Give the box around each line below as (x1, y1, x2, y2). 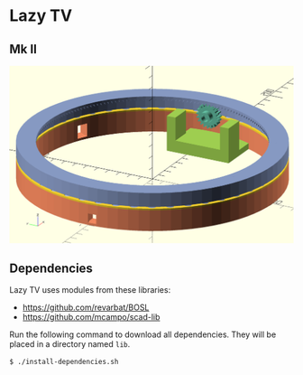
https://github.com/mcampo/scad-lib (22, 312, 161, 323)
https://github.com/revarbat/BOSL (22, 302, 150, 313)
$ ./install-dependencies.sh (9, 358, 119, 367)
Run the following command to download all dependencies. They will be (9, 329, 277, 340)
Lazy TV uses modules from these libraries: (9, 285, 171, 295)
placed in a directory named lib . (9, 339, 131, 350)
